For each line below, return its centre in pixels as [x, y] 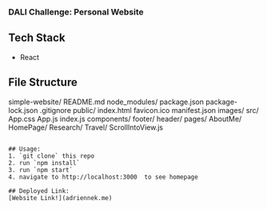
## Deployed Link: [39, 191]
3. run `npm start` [41, 170]
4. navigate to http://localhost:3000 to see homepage [103, 177]
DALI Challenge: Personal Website [76, 12]
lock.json [23, 110]
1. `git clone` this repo [51, 156]
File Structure [43, 82]
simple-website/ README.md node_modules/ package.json [106, 102]
